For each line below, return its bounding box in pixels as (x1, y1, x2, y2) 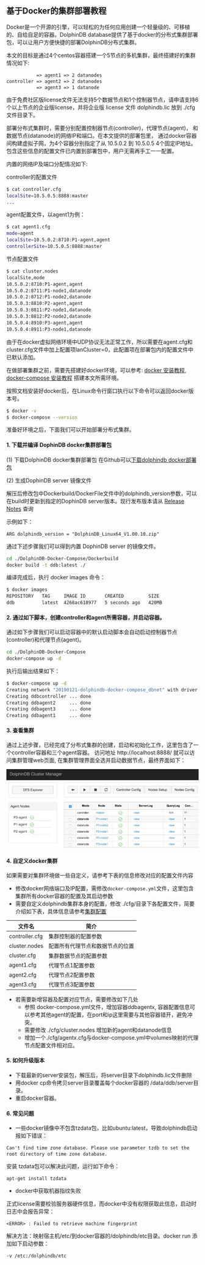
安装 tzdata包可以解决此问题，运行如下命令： (6, 1163, 120, 1170)
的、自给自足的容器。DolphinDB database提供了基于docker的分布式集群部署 (6, 31, 198, 38)
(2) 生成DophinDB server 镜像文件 (6, 476, 92, 484)
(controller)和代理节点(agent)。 (6, 636, 85, 644)
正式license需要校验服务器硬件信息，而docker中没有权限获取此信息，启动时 (6, 1200, 197, 1207)
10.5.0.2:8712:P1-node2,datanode (6, 294, 92, 300)
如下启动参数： (11, 1240, 49, 1247)
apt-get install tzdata (6, 1176, 67, 1182)
